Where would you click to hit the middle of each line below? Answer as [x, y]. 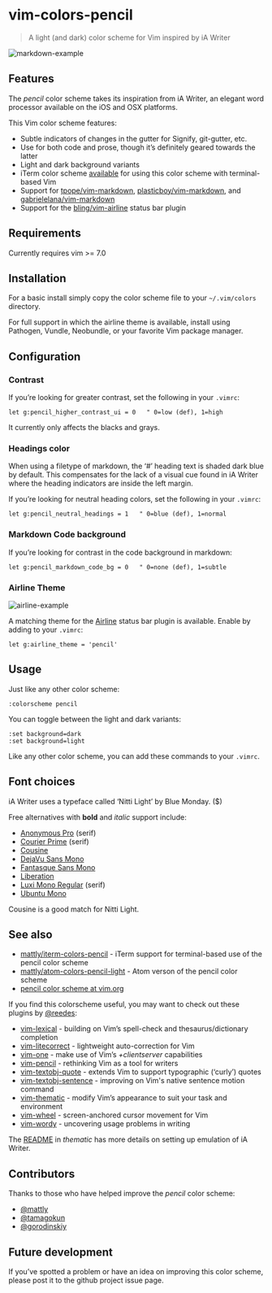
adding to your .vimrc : [46, 629]
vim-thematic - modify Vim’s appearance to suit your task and [123, 1098]
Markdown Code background [67, 534]
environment [41, 1107]
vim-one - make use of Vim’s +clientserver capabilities [111, 1055]
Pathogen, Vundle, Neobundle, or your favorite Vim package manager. [126, 331]
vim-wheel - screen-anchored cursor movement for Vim [114, 1115]
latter [29, 155]
